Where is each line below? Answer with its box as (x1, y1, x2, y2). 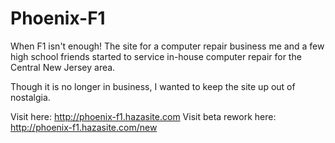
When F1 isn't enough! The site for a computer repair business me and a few (10, 40, 325, 52)
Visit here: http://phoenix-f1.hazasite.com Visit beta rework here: (10, 110, 277, 122)
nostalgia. (10, 91, 51, 103)
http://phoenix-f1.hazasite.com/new (10, 121, 158, 133)
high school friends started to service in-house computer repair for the (10, 50, 302, 62)
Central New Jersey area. (10, 61, 116, 73)
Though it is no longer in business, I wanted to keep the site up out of (10, 80, 296, 92)
